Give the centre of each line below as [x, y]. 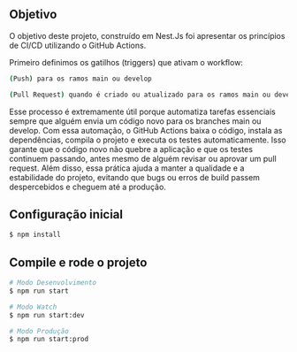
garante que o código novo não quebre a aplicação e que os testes [131, 149]
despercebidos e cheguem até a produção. [88, 187]
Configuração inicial [66, 214]
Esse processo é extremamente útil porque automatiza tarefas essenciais [142, 111]
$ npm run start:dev [47, 315]
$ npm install [35, 235]
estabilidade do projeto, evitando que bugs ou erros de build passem [135, 177]
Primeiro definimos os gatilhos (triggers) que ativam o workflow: [126, 62]
